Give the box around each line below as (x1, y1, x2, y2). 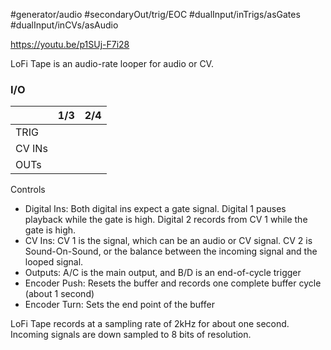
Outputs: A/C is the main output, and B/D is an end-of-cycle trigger (24, 267, 302, 279)
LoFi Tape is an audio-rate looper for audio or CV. (10, 58, 214, 69)
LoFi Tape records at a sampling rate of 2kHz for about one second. (10, 318, 290, 330)
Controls (10, 184, 46, 196)
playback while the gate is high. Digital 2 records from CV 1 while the (24, 214, 308, 226)
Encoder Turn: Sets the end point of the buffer (24, 299, 215, 311)
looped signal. (24, 256, 84, 268)
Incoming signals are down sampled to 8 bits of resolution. (10, 329, 252, 341)
